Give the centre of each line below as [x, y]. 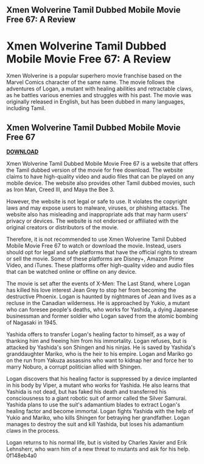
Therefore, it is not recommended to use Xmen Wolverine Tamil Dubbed [97, 239]
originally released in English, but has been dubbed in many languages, [96, 102]
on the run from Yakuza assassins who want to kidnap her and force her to [100, 361]
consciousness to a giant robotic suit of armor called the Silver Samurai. [97, 398]
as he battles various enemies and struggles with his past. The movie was [99, 95]
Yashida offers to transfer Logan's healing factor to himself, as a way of [96, 334]
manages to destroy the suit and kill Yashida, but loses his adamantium [95, 424]
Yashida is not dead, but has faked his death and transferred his [86, 392]
